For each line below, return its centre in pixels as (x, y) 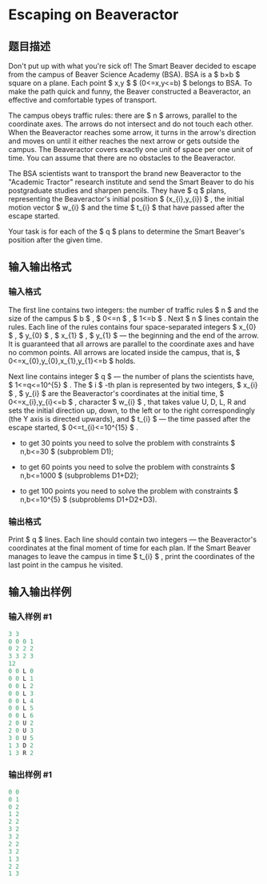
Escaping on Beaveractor (94, 15)
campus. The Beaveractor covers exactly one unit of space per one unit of (131, 149)
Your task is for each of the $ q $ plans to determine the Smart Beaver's (127, 231)
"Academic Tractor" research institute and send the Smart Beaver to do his (131, 182)
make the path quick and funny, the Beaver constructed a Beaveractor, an (130, 91)
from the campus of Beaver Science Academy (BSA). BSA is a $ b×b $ (124, 74)
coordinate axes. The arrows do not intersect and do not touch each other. (131, 124)
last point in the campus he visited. (66, 565)
